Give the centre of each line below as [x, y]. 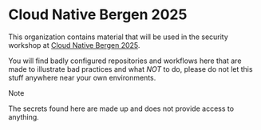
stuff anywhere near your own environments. [82, 77]
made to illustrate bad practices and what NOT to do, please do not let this [130, 69]
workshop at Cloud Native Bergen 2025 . [74, 45]
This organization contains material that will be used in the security [119, 37]
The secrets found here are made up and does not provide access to [121, 108]
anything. [24, 116]
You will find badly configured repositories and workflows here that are [125, 61]
